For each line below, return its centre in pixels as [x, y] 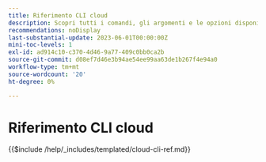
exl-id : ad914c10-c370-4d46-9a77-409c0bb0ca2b [86, 52]
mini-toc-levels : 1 [40, 45]
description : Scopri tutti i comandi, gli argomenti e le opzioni [120, 23]
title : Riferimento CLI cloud [58, 15]
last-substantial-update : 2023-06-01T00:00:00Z [88, 38]
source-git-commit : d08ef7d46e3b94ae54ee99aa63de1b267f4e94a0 [113, 60]
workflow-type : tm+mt [44, 67]
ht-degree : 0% [32, 81]
